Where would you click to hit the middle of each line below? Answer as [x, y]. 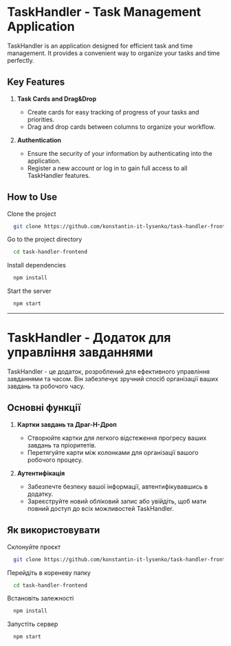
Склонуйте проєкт [34, 547]
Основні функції [44, 408]
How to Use [32, 197]
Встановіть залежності [41, 598]
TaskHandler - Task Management [104, 12]
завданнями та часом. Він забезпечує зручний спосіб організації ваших [113, 379]
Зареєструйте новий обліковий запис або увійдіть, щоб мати [117, 501]
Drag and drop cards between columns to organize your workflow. [121, 127]
